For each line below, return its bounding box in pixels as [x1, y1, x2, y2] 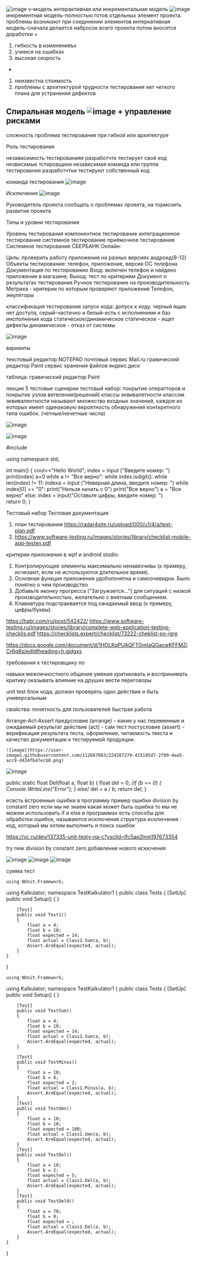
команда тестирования [6, 178, 64, 185]
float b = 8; [27, 1074, 59, 1080]
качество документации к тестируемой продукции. [6, 736, 135, 743]
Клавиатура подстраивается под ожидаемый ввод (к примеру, [14, 600, 173, 607]
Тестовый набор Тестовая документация [6, 509, 108, 516]
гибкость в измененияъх [14, 42, 77, 49]
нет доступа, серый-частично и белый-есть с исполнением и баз [6, 309, 171, 316]
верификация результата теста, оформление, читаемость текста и [6, 729, 173, 736]
